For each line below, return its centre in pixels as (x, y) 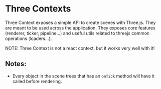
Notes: (16, 64)
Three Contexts (38, 9)
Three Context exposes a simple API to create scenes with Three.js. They (80, 22)
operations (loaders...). (29, 38)
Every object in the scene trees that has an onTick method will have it (83, 76)
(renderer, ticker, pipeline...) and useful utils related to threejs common (77, 33)
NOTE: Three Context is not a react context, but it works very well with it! (80, 48)
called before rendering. (37, 81)
